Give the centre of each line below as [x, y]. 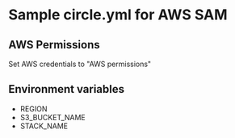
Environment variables [67, 89]
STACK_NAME [44, 126]
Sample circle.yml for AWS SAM [118, 15]
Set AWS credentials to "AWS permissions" [80, 64]
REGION [34, 109]
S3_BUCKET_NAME [53, 117]
